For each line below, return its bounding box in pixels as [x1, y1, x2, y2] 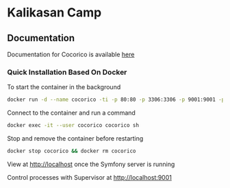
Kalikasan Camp [7, 5, 102, 21]
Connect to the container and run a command [7, 108, 136, 117]
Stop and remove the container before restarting [7, 134, 144, 143]
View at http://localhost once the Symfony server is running [7, 160, 175, 168]
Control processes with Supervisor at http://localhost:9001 [7, 173, 172, 181]
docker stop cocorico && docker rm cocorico [7, 148, 136, 155]
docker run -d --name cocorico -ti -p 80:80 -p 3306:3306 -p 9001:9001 [7, 96, 216, 104]
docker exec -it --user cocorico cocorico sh [7, 122, 139, 129]
